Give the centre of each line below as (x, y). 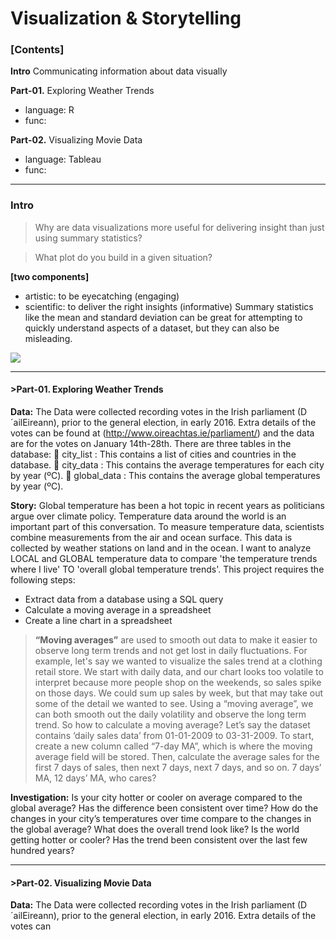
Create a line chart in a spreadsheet (98, 620)
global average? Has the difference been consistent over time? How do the (164, 808)
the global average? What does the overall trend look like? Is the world (155, 829)
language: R (49, 110)
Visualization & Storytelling (126, 18)
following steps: (43, 579)
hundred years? (42, 850)
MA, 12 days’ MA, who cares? (95, 778)
